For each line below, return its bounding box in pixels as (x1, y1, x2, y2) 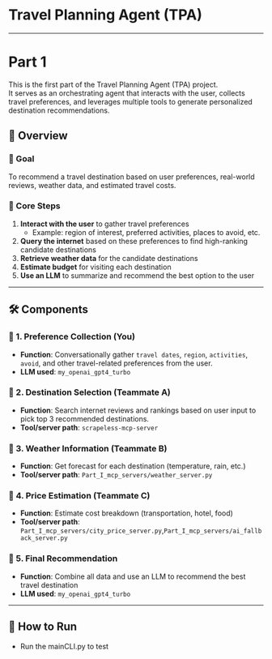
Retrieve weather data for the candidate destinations (19, 253, 198, 263)
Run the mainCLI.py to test (19, 641, 109, 651)
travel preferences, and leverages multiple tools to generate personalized (8, 96, 253, 106)
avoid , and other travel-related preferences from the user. (19, 358, 213, 368)
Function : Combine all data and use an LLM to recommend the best (19, 571, 246, 581)
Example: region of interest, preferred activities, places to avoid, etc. (32, 227, 261, 237)
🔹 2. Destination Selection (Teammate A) (8, 387, 172, 398)
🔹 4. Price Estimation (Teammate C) (8, 490, 151, 502)
